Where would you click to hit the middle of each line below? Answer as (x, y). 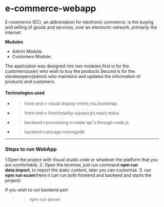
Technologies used (25, 93)
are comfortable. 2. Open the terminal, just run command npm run (72, 165)
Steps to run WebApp (31, 149)
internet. (13, 32)
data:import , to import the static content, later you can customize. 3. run (78, 170)
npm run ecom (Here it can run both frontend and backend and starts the (78, 175)
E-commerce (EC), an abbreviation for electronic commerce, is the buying (79, 22)
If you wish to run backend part (37, 190)
